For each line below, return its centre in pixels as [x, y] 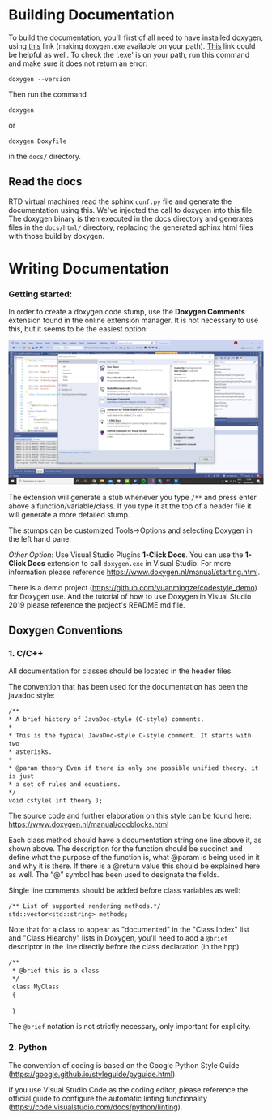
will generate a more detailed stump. [69, 514]
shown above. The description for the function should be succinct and [125, 849]
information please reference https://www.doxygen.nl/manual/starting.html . [134, 572]
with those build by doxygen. [57, 236]
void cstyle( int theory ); [56, 801]
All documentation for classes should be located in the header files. [121, 671]
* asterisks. [30, 752]
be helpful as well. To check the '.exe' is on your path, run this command [129, 54]
